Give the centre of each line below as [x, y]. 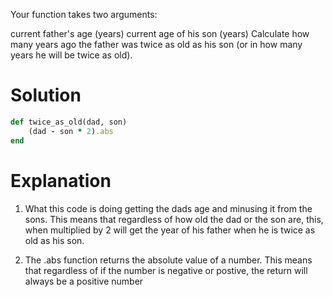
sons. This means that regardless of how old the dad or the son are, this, [174, 219]
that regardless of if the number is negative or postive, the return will [166, 270]
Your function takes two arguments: [84, 14]
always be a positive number [84, 281]
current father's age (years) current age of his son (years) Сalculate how [160, 33]
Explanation [61, 180]
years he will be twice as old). [71, 55]
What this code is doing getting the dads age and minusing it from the [168, 208]
